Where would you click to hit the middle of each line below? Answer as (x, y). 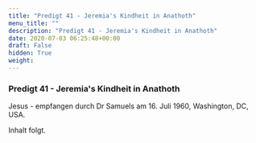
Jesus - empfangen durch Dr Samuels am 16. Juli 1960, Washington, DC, (128, 106)
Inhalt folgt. (27, 130)
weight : (21, 61)
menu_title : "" (34, 23)
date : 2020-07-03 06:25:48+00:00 (64, 38)
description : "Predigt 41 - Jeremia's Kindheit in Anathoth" (113, 31)
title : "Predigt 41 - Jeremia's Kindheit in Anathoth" (102, 16)
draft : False (30, 46)
